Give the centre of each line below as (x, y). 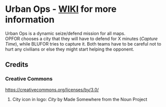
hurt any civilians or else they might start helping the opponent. (70, 49)
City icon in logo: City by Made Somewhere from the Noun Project (80, 99)
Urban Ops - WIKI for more (61, 9)
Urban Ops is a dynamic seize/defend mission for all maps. (65, 33)
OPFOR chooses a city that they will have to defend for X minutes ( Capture (82, 39)
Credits (17, 65)
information (30, 20)
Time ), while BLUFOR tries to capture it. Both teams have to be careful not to (83, 44)
